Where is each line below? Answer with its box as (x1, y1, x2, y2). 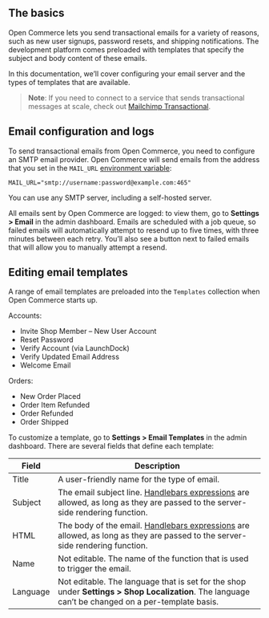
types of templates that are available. (8, 77, 130, 87)
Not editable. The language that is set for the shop (57, 576, 247, 588)
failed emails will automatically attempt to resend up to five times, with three (8, 225, 259, 235)
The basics (8, 6, 65, 20)
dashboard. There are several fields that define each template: (8, 441, 215, 451)
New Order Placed (19, 392, 82, 401)
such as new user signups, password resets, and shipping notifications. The (8, 36, 259, 46)
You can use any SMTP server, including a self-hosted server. (8, 193, 212, 202)
